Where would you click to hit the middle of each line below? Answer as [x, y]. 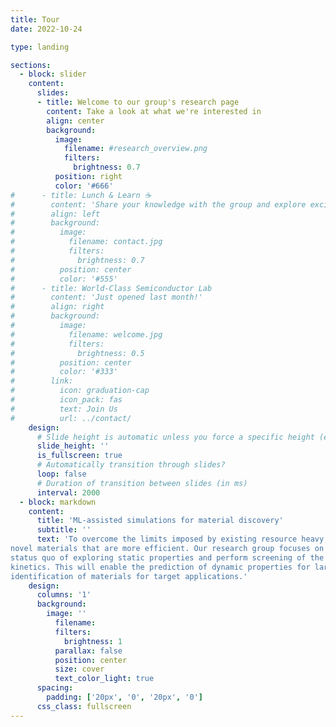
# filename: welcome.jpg [86, 334]
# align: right [57, 307]
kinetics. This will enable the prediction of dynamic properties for [160, 567]
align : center [75, 121]
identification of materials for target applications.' [129, 576]
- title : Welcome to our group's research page [138, 102]
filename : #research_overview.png [135, 149]
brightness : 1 [93, 641]
